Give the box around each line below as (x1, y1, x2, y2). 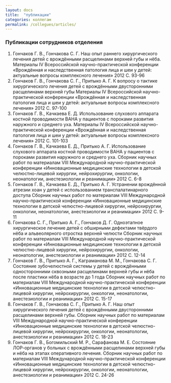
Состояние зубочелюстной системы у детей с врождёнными (12, 263, 146, 269)
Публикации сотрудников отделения (5, 39, 103, 46)
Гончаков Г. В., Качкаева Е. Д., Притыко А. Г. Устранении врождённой (12, 181, 166, 187)
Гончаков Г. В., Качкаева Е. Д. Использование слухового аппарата (12, 110, 159, 116)
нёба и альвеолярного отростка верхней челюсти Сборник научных (12, 230, 162, 236)
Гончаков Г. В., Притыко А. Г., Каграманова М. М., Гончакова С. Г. (12, 257, 157, 264)
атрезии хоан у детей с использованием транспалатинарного (12, 187, 148, 193)
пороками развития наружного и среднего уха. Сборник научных (12, 154, 157, 160)
